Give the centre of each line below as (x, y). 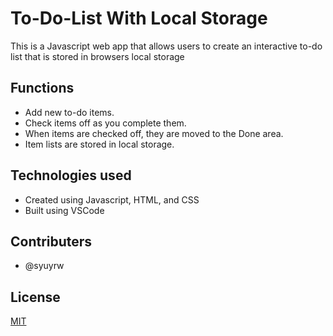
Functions (42, 88)
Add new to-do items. (69, 112)
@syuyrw (44, 266)
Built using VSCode (64, 210)
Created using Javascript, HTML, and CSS (112, 199)
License (35, 297)
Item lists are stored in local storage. (99, 144)
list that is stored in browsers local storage (97, 56)
